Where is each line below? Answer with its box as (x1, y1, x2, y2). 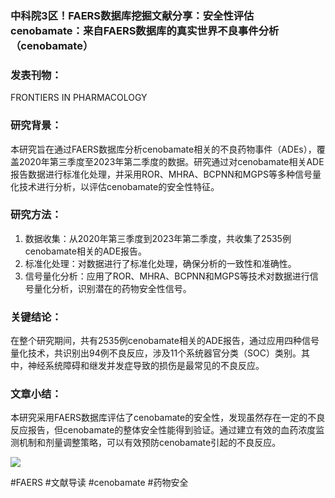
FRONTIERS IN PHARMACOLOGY (10, 92, 148, 104)
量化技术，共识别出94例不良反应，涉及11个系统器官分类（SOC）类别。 (10, 347, 302, 359)
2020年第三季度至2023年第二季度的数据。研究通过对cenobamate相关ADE (18, 155, 325, 167)
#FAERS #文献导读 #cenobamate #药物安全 (10, 477, 189, 489)
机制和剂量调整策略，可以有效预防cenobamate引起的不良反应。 (18, 437, 282, 449)
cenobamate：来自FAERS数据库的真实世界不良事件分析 (10, 23, 280, 37)
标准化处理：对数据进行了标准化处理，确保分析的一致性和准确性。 (24, 257, 297, 269)
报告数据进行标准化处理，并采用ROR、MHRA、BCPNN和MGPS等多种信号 (10, 168, 313, 180)
